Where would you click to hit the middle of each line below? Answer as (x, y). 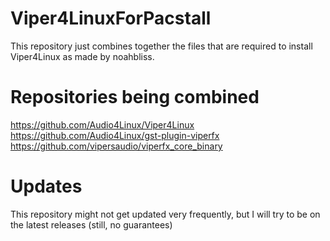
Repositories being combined (135, 97)
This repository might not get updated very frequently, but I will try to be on (165, 214)
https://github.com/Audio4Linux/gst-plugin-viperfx (115, 135)
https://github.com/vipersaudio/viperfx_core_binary (116, 146)
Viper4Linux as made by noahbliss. (82, 56)
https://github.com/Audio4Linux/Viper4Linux (102, 124)
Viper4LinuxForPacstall (111, 18)
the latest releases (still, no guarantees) (91, 224)
